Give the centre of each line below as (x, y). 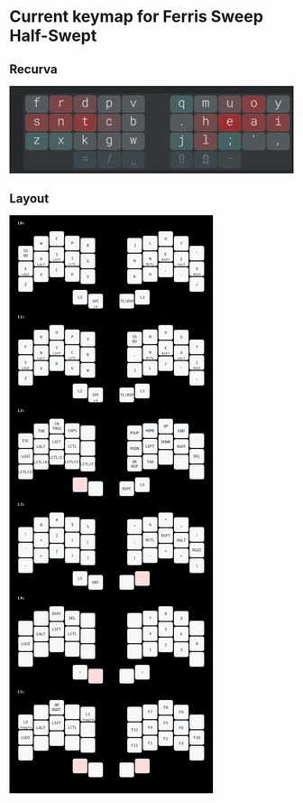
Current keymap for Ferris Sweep (137, 17)
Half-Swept (53, 36)
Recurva (33, 69)
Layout (29, 198)
